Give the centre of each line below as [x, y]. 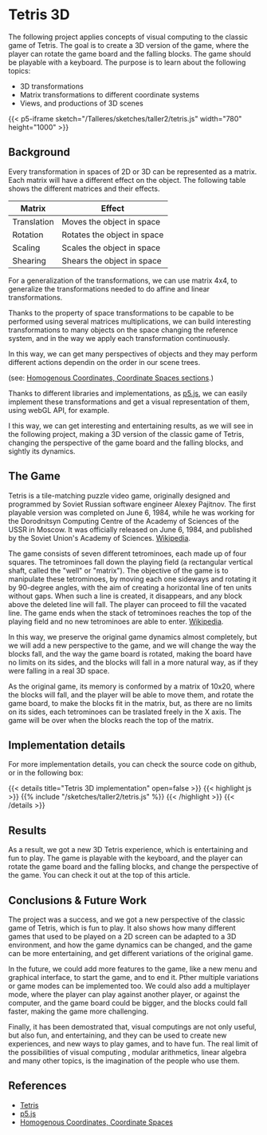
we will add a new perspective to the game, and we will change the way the [132, 645]
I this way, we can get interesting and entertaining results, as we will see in [131, 426]
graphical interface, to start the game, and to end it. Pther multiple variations [133, 977]
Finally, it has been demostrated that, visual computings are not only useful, [132, 1027]
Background [39, 152]
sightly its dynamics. [42, 451]
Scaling [26, 248]
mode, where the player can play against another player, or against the [124, 994]
